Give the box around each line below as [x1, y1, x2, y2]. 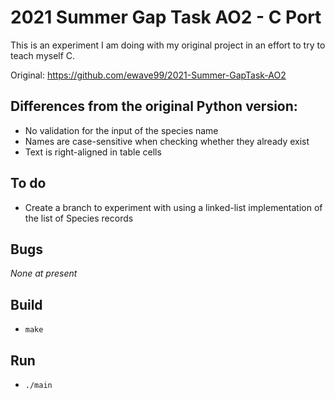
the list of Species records [24, 212, 134, 224]
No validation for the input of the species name [24, 124, 219, 136]
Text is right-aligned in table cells [24, 146, 162, 158]
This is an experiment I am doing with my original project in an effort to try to [10, 39, 326, 51]
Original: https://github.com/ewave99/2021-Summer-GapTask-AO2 [10, 69, 287, 81]
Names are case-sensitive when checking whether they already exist [24, 135, 310, 147]
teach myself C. [10, 49, 76, 61]
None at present [10, 267, 78, 280]
